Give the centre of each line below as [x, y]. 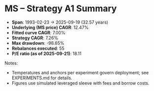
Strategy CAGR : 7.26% [35, 38]
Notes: [11, 63]
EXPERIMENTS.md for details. [42, 78]
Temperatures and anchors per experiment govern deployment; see [80, 72]
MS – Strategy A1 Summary [61, 9]
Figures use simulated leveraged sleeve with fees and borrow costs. [80, 83]
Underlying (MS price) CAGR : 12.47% [50, 27]
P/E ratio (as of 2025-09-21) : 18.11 [47, 53]
